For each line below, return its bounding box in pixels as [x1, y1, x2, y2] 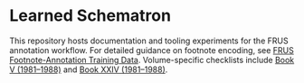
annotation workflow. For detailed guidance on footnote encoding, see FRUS [9, 44, 294, 55]
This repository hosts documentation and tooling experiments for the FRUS [9, 35, 289, 46]
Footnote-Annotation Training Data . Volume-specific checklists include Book [9, 54, 295, 65]
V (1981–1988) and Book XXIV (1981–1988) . [9, 64, 168, 75]
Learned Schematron [9, 5, 172, 26]
